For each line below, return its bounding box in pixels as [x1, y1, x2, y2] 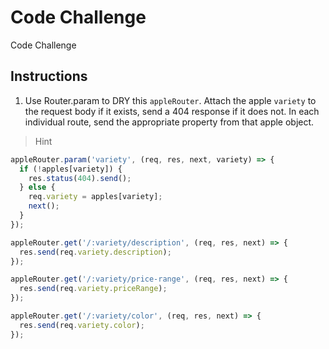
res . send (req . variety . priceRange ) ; [19, 284, 168, 294]
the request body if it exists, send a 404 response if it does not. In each [24, 105, 320, 117]
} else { [19, 182, 56, 193]
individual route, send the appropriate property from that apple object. [24, 116, 315, 128]
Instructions [10, 68, 88, 85]
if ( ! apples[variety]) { [19, 164, 123, 174]
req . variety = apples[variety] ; [28, 192, 163, 202]
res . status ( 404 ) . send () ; [28, 173, 132, 183]
